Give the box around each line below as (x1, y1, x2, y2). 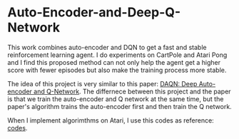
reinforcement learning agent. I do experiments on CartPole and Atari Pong (7, 51, 228, 59)
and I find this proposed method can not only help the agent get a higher (7, 58, 221, 66)
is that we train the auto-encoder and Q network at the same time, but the (7, 94, 224, 103)
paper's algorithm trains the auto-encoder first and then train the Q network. (7, 102, 232, 110)
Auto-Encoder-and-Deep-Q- (7, 4, 181, 21)
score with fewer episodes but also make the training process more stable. (7, 66, 227, 74)
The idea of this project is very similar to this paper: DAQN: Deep (7, 79, 198, 88)
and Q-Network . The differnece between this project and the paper (33, 87, 231, 96)
